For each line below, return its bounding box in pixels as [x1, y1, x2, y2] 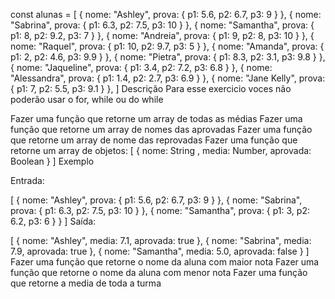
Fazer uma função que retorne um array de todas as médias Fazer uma [10, 113, 303, 124]
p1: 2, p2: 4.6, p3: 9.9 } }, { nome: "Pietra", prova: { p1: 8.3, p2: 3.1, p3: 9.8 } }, [10, 51, 326, 63]
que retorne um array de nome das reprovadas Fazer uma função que [10, 134, 298, 146]
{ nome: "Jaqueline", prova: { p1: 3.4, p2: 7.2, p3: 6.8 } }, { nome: [10, 62, 273, 73]
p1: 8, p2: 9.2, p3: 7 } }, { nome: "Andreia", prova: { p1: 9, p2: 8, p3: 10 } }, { [10, 30, 315, 41]
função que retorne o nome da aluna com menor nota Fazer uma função [10, 267, 308, 278]
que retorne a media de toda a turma [10, 277, 162, 289]
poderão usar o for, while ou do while [10, 94, 164, 105]
